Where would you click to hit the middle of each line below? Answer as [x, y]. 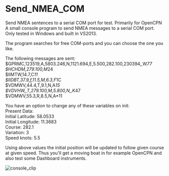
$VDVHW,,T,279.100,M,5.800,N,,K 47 [43, 90]
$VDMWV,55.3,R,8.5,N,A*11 [34, 96]
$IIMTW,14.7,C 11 [21, 74]
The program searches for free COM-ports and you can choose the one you [84, 43]
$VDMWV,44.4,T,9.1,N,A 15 [33, 85]
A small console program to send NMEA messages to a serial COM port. [80, 28]
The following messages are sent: [40, 58]
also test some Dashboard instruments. [46, 158]
